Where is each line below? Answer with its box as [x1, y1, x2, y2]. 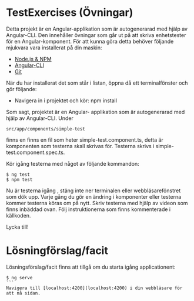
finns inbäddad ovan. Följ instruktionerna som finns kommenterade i [6, 206, 171, 213]
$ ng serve [6, 275, 33, 280]
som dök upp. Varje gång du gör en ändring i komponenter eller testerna [6, 193, 182, 200]
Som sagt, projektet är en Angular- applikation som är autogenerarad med [6, 108, 185, 115]
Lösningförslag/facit [6, 244, 109, 257]
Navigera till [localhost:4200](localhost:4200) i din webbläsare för [6, 285, 183, 291]
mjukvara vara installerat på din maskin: [6, 44, 102, 51]
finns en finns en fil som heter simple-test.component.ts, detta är [6, 136, 163, 143]
